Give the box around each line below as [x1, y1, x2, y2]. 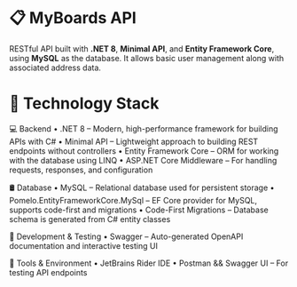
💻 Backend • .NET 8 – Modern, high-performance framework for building [9, 123, 278, 134]
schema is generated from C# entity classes [9, 213, 171, 224]
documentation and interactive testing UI [9, 240, 158, 251]
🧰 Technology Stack [9, 93, 160, 114]
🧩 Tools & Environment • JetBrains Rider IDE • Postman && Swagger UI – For [9, 258, 289, 268]
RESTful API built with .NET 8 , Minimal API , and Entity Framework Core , [9, 43, 275, 54]
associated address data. [9, 62, 102, 73]
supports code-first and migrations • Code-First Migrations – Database [9, 204, 269, 215]
